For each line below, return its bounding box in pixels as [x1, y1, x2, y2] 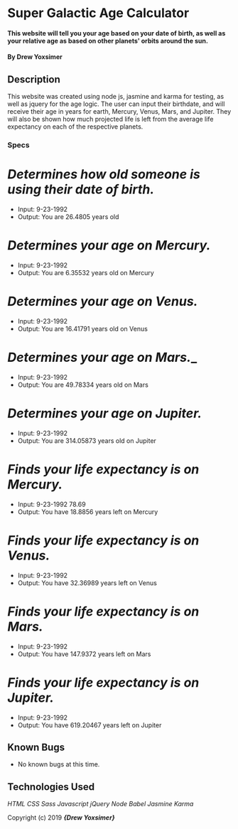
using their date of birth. [7, 181, 155, 198]
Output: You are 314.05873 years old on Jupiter [17, 436, 156, 445]
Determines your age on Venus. [7, 294, 198, 310]
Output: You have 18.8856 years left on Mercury [17, 507, 158, 516]
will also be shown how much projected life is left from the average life [7, 115, 214, 124]
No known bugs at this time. [17, 760, 100, 769]
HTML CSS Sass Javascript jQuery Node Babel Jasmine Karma [7, 800, 194, 808]
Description [7, 73, 60, 85]
